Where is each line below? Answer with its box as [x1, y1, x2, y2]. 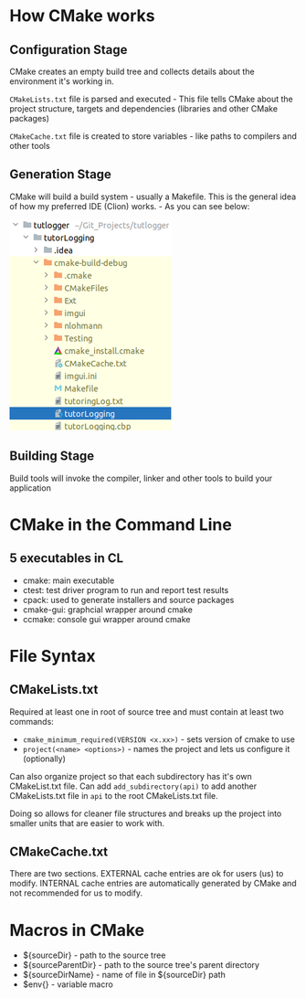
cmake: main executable [22, 575, 115, 586]
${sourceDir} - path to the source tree [22, 950, 166, 961]
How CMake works [9, 5, 155, 27]
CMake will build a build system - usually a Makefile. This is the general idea [9, 191, 297, 202]
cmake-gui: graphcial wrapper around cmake [22, 604, 194, 615]
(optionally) [22, 753, 67, 764]
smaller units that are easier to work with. [9, 817, 165, 828]
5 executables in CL [9, 550, 124, 567]
